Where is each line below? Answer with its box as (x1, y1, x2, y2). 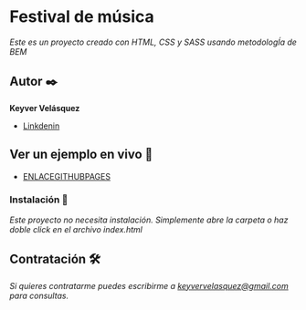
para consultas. (9, 290, 69, 301)
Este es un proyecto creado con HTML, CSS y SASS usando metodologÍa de (9, 36, 297, 47)
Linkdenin (22, 120, 60, 131)
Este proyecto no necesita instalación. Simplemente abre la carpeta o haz (9, 214, 289, 225)
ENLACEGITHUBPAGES (22, 170, 111, 181)
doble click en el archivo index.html (9, 223, 143, 234)
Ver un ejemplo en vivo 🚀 (9, 147, 153, 162)
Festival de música (9, 6, 155, 27)
